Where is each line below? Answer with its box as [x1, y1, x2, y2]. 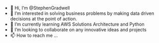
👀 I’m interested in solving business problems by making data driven [10, 10, 154, 16]
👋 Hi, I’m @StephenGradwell [10, 5, 70, 11]
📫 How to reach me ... [10, 32, 58, 38]
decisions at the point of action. [10, 16, 77, 21]
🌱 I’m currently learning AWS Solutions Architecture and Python [10, 21, 145, 27]
